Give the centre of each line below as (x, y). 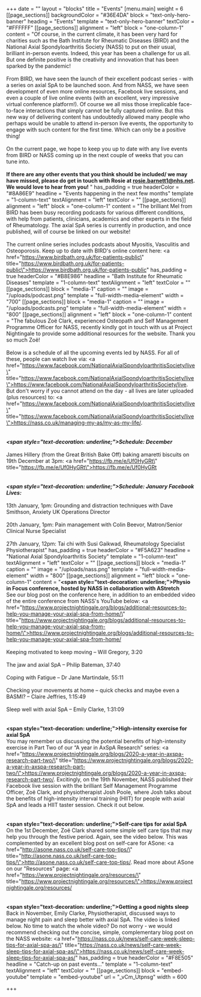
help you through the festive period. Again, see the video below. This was (97, 837)
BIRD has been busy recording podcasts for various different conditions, (95, 213)
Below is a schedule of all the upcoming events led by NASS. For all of (93, 353)
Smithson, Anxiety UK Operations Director (58, 512)
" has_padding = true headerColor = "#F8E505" (134, 958)
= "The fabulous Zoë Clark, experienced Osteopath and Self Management (97, 321)
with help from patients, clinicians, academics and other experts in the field (99, 219)
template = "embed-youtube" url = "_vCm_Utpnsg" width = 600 (109, 977)
